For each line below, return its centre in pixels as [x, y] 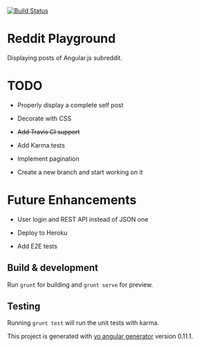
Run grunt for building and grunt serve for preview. [80, 285]
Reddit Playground [62, 39]
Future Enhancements [72, 200]
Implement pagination [48, 159]
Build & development [53, 268]
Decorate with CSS [44, 118]
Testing [24, 306]
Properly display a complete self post [70, 105]
